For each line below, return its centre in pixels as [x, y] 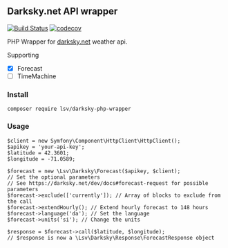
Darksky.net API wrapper [63, 11]
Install [18, 94]
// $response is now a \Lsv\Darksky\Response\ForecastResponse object [111, 238]
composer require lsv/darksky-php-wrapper [69, 109]
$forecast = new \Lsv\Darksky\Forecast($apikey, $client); [94, 171]
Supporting [23, 55]
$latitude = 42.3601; [38, 153]
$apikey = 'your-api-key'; [46, 147]
